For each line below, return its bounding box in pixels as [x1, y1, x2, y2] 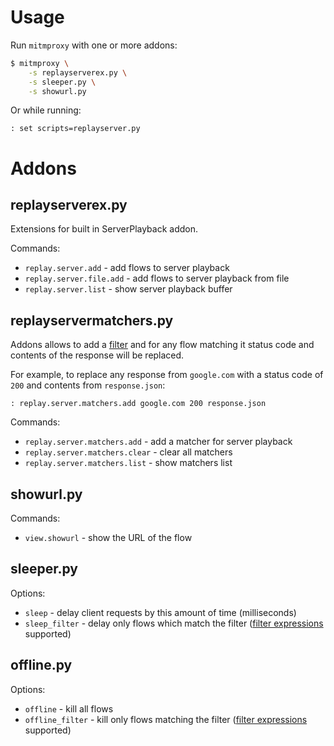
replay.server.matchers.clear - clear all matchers [24, 446, 233, 458]
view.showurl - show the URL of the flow [24, 532, 193, 544]
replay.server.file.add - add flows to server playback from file [24, 272, 290, 285]
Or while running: [10, 104, 82, 116]
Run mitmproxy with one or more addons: [10, 39, 178, 51]
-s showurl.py [28, 86, 87, 96]
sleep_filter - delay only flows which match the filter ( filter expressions [24, 617, 324, 629]
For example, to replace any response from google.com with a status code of [10, 369, 324, 381]
